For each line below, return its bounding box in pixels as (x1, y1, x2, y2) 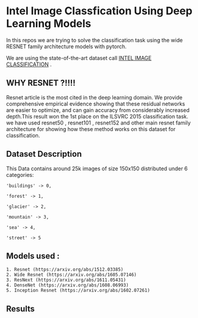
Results (6, 304, 35, 314)
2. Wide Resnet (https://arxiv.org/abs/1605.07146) (6, 272, 137, 278)
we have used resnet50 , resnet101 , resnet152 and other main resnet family (6, 119, 191, 126)
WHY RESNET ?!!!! (6, 78, 76, 88)
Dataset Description (6, 149, 82, 159)
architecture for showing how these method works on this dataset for (6, 125, 176, 132)
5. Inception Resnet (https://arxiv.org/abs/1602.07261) (6, 288, 150, 294)
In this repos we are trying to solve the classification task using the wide (6, 36, 183, 43)
